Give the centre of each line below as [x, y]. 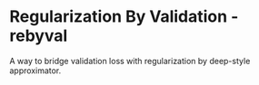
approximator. [35, 71]
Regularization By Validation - [124, 17]
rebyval [39, 36]
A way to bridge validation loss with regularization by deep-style [130, 61]
